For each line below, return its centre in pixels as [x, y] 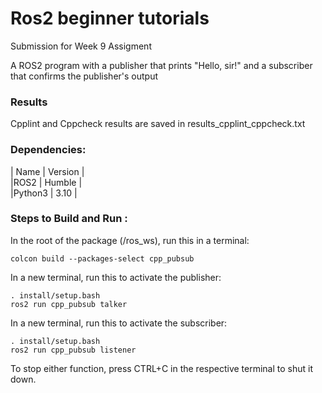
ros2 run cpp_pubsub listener [73, 350]
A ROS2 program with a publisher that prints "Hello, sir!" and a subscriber [161, 65]
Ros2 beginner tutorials [110, 18]
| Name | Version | [47, 171]
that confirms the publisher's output [84, 76]
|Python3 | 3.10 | [44, 193]
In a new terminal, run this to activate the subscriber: [119, 323]
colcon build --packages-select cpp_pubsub [102, 258]
